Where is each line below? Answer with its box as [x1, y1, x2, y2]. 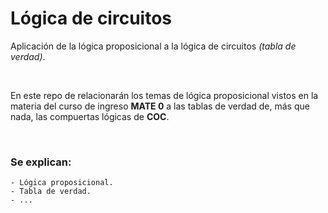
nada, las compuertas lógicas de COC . [10, 110, 170, 122]
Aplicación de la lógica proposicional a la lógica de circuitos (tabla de [10, 40, 297, 52]
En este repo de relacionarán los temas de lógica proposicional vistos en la [10, 89, 319, 101]
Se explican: [10, 155, 72, 169]
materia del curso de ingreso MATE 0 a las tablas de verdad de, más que [10, 100, 310, 112]
